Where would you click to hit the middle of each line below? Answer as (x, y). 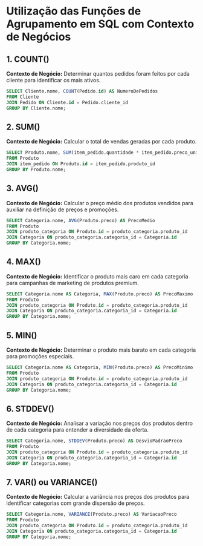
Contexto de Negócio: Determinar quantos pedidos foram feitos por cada (98, 74)
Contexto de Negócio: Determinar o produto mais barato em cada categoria (101, 350)
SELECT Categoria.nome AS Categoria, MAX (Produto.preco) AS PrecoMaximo (100, 294)
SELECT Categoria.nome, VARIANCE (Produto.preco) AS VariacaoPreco (92, 515)
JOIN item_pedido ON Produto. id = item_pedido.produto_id (81, 164)
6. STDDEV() (30, 409)
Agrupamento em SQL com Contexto (100, 24)
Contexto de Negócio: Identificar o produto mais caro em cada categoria (97, 276)
